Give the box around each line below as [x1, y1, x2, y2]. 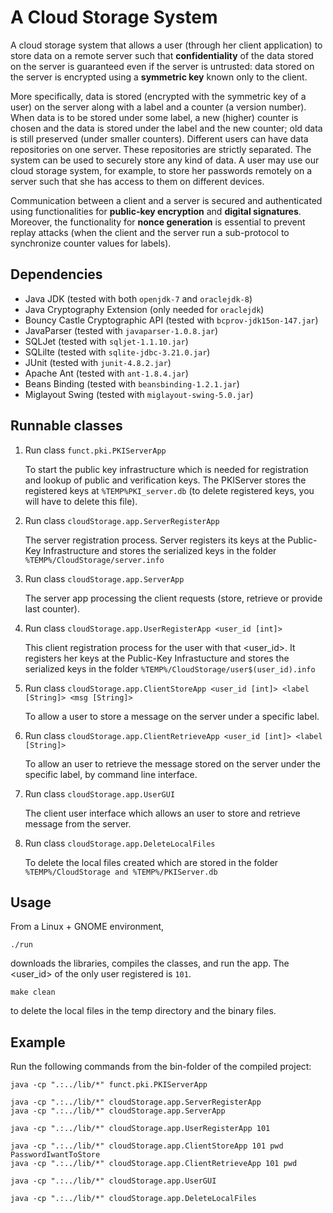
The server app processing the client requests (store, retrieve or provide [24, 592, 323, 604]
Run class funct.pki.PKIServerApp [24, 444, 167, 456]
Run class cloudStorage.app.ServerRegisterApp [24, 514, 220, 526]
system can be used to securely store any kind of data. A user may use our [10, 154, 320, 166]
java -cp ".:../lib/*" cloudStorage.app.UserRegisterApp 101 [10, 1124, 271, 1134]
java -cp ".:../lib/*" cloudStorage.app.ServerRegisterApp [10, 1097, 262, 1108]
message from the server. [24, 817, 132, 830]
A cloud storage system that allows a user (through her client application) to [10, 39, 323, 51]
